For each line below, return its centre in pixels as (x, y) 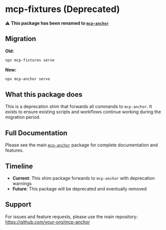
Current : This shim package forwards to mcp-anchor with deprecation (83, 178)
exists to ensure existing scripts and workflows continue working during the (83, 112)
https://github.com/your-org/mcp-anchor (47, 222)
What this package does (44, 94)
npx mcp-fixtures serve (30, 60)
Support (18, 205)
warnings (22, 183)
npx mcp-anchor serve (28, 79)
